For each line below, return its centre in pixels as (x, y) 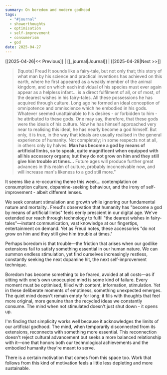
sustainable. (18, 368)
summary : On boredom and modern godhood (48, 10)
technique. (16, 264)
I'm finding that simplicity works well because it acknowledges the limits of (82, 321)
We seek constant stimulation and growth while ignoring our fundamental (80, 202)
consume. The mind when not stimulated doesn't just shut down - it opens (82, 306)
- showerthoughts (28, 24)
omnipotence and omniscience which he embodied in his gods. (82, 108)
